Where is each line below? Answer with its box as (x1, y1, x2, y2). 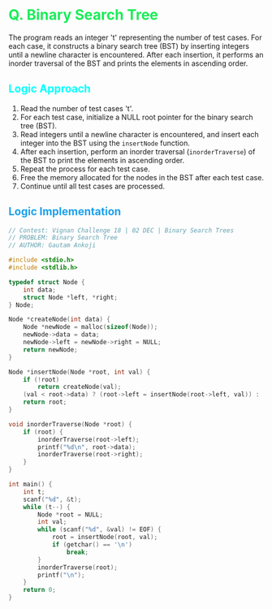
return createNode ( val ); (37, 383, 122, 391)
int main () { (8, 481, 53, 489)
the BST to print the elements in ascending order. (19, 155, 185, 165)
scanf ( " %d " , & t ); (23, 495, 82, 503)
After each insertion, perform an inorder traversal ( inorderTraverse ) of (19, 146, 256, 156)
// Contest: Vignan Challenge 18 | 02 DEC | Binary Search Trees (8, 226, 234, 235)
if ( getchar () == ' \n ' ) (51, 541, 132, 549)
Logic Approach (8, 82, 91, 96)
